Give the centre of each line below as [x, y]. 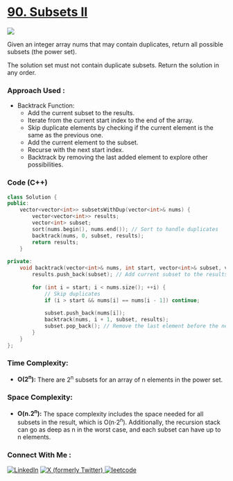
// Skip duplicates [72, 294]
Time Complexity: [38, 363]
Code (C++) [27, 183]
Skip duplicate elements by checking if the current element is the [120, 128]
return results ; [55, 242]
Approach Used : [36, 90]
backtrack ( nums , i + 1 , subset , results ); [106, 320]
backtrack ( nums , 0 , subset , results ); [88, 236]
